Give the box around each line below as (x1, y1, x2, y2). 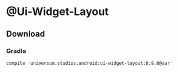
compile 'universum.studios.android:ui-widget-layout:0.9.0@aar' (6, 60, 173, 66)
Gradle (6, 47, 26, 55)
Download (6, 29, 45, 39)
